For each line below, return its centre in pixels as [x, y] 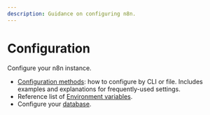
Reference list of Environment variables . [75, 96]
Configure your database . [54, 104]
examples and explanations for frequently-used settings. [99, 89]
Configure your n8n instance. [50, 68]
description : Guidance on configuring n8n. [72, 14]
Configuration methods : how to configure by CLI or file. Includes [110, 81]
